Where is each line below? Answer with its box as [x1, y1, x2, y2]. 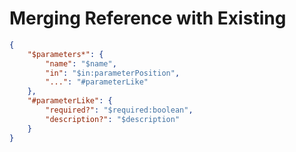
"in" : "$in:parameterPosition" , [45, 68, 181, 78]
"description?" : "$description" [45, 114, 181, 124]
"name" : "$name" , [45, 58, 117, 69]
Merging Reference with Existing [9, 7, 287, 30]
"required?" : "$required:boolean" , [45, 105, 194, 116]
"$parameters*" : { [27, 49, 104, 59]
